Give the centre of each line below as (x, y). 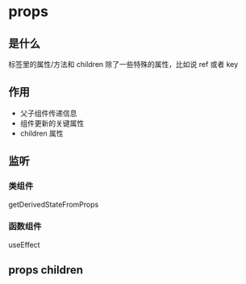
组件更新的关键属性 (52, 123)
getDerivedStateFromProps (54, 204)
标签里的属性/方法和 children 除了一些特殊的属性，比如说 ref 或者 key (123, 64)
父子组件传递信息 (48, 113)
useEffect (24, 244)
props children (46, 270)
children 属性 (42, 133)
